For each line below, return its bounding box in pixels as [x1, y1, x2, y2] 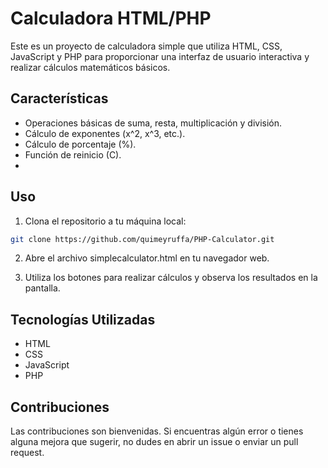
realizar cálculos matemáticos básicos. [10, 61, 171, 73]
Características [10, 90, 109, 107]
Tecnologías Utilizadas [10, 311, 156, 328]
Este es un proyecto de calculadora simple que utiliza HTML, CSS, [10, 40, 283, 52]
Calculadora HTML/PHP [10, 7, 212, 30]
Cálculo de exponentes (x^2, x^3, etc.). [24, 127, 186, 139]
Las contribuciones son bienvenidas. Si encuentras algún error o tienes [10, 425, 304, 437]
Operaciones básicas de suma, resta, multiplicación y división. [24, 117, 283, 129]
